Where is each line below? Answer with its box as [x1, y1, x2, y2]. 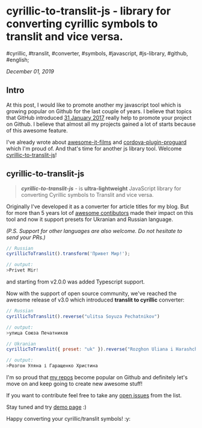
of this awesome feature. [6, 126, 68, 134]
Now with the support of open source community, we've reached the [6, 290, 177, 297]
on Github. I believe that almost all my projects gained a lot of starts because [6, 120, 196, 128]
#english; [6, 56, 29, 63]
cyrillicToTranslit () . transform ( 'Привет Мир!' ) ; [6, 251, 130, 257]
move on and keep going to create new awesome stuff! [6, 380, 143, 388]
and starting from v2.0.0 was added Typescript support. [6, 278, 145, 285]
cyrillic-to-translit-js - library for [6, 4, 171, 18]
